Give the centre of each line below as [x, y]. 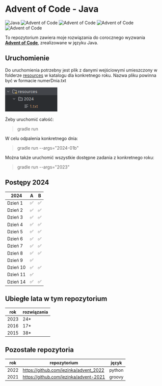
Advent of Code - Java [52, 9]
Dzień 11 [16, 275]
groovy [116, 377]
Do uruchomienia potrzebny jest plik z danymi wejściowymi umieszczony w [81, 70]
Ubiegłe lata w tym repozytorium [56, 299]
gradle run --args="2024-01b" [48, 148]
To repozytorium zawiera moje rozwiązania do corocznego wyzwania [75, 37]
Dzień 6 [15, 239]
